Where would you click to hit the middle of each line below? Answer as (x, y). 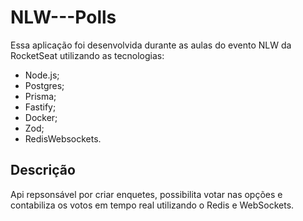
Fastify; (40, 107)
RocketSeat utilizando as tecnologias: (87, 55)
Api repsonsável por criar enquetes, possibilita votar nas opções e (146, 194)
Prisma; (40, 96)
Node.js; (42, 75)
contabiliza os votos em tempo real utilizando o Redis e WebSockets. (152, 205)
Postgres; (44, 85)
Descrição (43, 170)
